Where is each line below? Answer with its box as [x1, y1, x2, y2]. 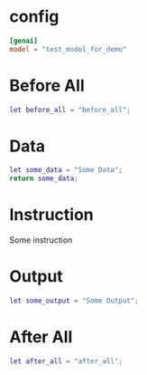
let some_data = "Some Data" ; [9, 166, 124, 175]
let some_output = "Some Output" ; [9, 296, 140, 305]
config [9, 6, 60, 27]
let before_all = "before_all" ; [9, 105, 131, 114]
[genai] [9, 36, 39, 45]
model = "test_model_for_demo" [9, 44, 127, 53]
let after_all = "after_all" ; [9, 356, 124, 366]
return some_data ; [9, 174, 78, 183]
